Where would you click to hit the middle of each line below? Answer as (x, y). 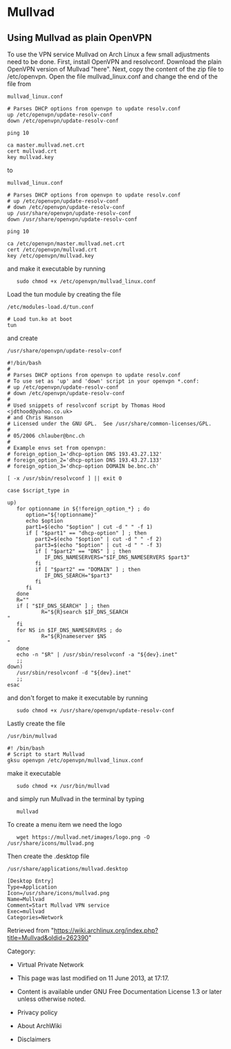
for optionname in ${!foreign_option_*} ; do (83, 509)
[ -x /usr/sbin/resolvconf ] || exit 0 (65, 478)
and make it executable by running (56, 269)
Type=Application (32, 887)
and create (22, 338)
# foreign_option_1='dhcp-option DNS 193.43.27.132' (85, 454)
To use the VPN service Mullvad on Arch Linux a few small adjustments (109, 54)
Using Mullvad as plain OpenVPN (80, 38)
